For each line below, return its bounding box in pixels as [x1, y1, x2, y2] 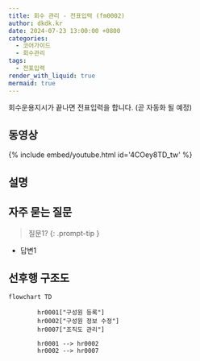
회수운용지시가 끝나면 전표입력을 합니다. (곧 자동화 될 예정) [8, 102, 192, 112]
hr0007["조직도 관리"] [37, 326, 105, 334]
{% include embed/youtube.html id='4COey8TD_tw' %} [8, 150, 193, 160]
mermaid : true [8, 79, 56, 87]
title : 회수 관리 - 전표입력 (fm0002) [8, 11, 125, 20]
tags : [8, 57, 27, 65]
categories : [8, 34, 48, 43]
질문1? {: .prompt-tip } [27, 228, 100, 238]
